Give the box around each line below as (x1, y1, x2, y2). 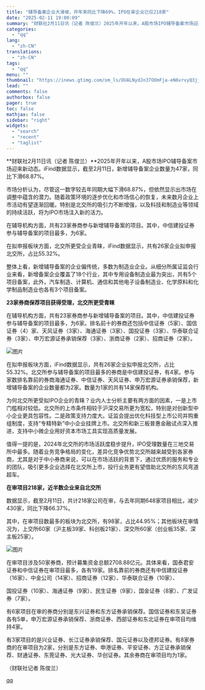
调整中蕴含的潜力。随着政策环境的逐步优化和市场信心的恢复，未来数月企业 (6, 193, 193, 201)
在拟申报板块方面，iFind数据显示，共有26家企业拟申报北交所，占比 (6, 360, 175, 368)
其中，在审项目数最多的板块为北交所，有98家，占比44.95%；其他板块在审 (6, 517, 193, 525)
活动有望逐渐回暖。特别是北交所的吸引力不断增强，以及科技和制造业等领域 (11, 201, 199, 208)
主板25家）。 (6, 533, 37, 540)
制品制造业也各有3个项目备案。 (11, 286, 90, 293)
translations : (6, 49, 43, 55)
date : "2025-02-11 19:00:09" (6, 15, 81, 21)
